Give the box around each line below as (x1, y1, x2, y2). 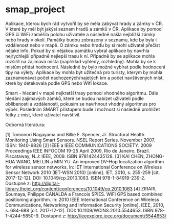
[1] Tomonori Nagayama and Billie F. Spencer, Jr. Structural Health (5, 131, 145, 137)
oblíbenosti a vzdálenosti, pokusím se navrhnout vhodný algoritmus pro (5, 101, 156, 107)
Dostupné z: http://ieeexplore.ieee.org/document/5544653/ (40, 213, 167, 219)
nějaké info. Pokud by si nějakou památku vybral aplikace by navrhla (5, 47, 149, 54)
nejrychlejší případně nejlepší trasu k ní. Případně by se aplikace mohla (5, 53, 155, 59)
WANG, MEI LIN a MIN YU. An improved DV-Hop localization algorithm (16, 158, 164, 164)
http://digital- (32, 180, 60, 186)
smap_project (5, 4, 65, 15)
